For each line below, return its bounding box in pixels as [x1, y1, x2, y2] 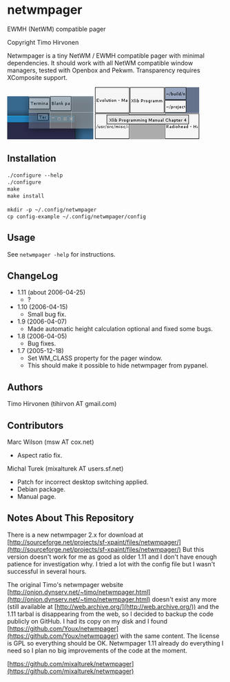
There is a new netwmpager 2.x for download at [7, 531, 143, 539]
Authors [7, 381, 43, 393]
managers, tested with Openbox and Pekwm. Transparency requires [7, 66, 201, 74]
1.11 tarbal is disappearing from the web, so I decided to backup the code [7, 610, 213, 618]
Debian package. [17, 485, 65, 493]
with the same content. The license [120, 632, 220, 640]
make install [7, 192, 45, 200]
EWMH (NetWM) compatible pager [7, 25, 106, 33]
